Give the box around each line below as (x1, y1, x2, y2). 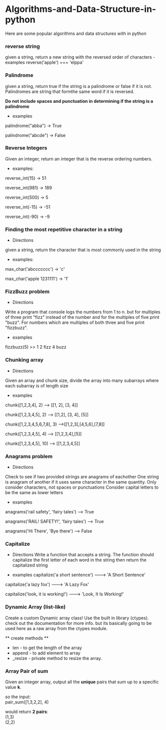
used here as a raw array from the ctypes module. (5, 625, 108, 631)
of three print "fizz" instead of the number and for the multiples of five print (5, 314, 160, 320)
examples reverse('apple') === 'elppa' (5, 60, 84, 66)
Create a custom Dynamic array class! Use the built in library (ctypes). (5, 615, 149, 621)
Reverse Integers (5, 145, 47, 151)
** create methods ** (5, 635, 49, 641)
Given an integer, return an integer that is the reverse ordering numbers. (5, 155, 153, 162)
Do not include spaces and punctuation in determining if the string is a (5, 98, 153, 104)
